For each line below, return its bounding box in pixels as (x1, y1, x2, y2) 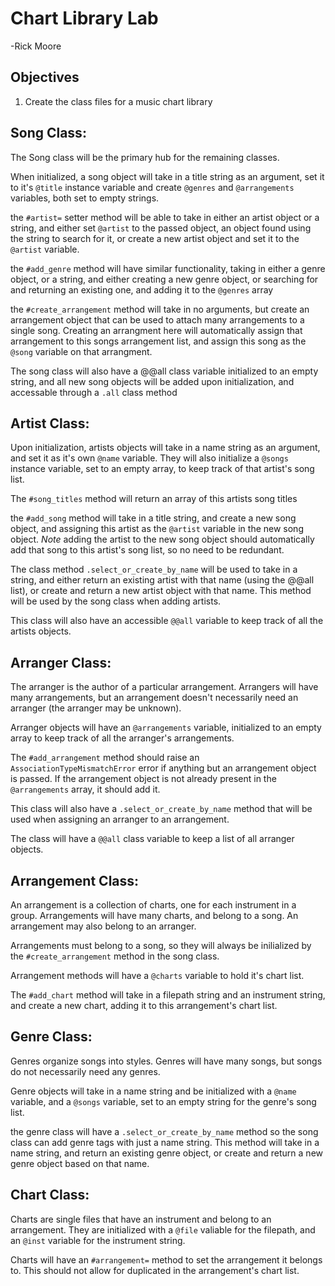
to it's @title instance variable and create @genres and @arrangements (10, 181, 295, 193)
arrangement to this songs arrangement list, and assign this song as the (10, 335, 307, 347)
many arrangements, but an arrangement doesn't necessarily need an (10, 692, 299, 704)
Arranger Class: (10, 654, 112, 671)
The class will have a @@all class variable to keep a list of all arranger (10, 833, 295, 845)
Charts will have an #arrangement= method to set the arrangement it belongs (10, 1253, 323, 1266)
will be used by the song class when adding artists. (10, 595, 222, 607)
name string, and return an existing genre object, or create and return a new (10, 1147, 324, 1159)
